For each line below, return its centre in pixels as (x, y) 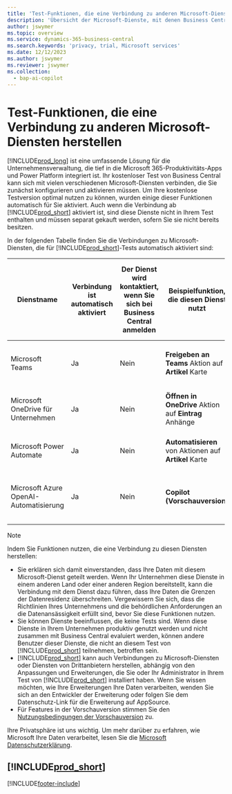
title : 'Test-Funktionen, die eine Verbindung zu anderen (92, 14)
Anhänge (180, 422)
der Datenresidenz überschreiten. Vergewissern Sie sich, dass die (111, 599)
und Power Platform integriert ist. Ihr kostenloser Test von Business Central (114, 176)
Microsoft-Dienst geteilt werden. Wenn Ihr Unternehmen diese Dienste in (120, 577)
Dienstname (37, 300)
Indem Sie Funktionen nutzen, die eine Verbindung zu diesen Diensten (107, 549)
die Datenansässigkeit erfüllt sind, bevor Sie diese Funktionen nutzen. (116, 614)
